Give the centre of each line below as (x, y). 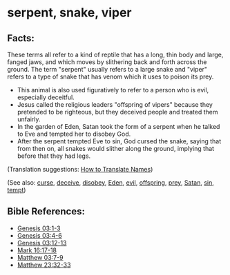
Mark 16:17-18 (37, 250)
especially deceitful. (46, 97)
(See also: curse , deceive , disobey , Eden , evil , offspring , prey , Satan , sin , (111, 183)
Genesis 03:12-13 (42, 243)
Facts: (21, 38)
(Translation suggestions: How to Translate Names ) (80, 169)
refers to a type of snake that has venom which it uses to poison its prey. (111, 77)
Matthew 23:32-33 (44, 265)
